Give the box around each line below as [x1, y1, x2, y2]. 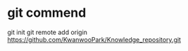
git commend [7, 5, 87, 21]
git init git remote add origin [7, 28, 88, 36]
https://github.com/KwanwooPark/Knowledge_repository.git [7, 35, 182, 43]
